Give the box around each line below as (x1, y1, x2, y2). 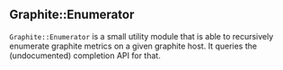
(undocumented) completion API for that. (9, 49, 162, 61)
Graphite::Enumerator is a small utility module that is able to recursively (9, 31, 274, 41)
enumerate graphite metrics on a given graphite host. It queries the (9, 40, 258, 51)
